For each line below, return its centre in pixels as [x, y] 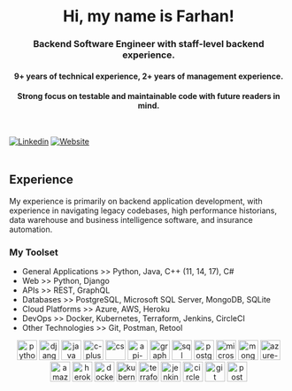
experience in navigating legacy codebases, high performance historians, [143, 211]
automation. [31, 229]
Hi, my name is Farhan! [149, 16]
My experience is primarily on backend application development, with [136, 201]
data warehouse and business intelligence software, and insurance [131, 219]
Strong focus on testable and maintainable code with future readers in [149, 96]
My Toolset [34, 252]
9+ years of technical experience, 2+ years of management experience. [149, 76]
